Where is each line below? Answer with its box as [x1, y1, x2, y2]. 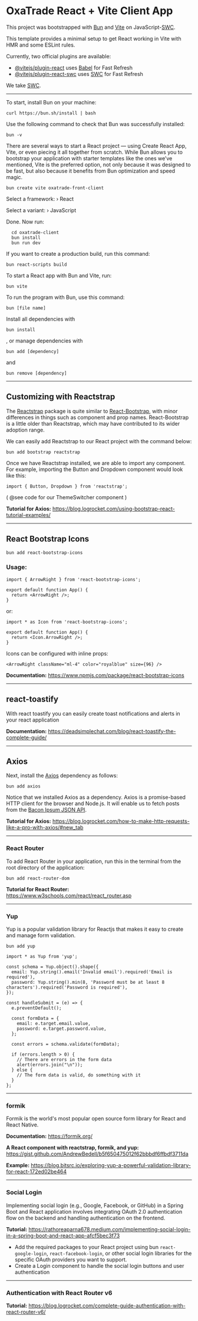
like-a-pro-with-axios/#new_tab [6, 824, 84, 831]
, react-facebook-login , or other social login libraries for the [46, 1250, 192, 1257]
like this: [6, 472, 27, 479]
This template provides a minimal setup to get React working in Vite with [6, 35, 181, 42]
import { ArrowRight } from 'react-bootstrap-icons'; [6, 577, 141, 582]
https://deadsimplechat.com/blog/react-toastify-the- [48, 727, 176, 734]
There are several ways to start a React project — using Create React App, [6, 142, 187, 149]
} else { [11, 1067, 33, 1073]
